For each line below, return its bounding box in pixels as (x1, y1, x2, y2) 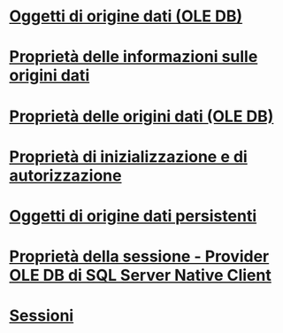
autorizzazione (9, 166, 122, 185)
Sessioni (9, 306, 74, 326)
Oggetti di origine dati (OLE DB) (9, 6, 243, 27)
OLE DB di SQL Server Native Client (9, 266, 272, 285)
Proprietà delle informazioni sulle (9, 47, 258, 67)
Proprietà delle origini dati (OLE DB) (9, 106, 274, 126)
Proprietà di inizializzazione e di (9, 146, 248, 166)
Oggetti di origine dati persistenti (9, 205, 257, 226)
